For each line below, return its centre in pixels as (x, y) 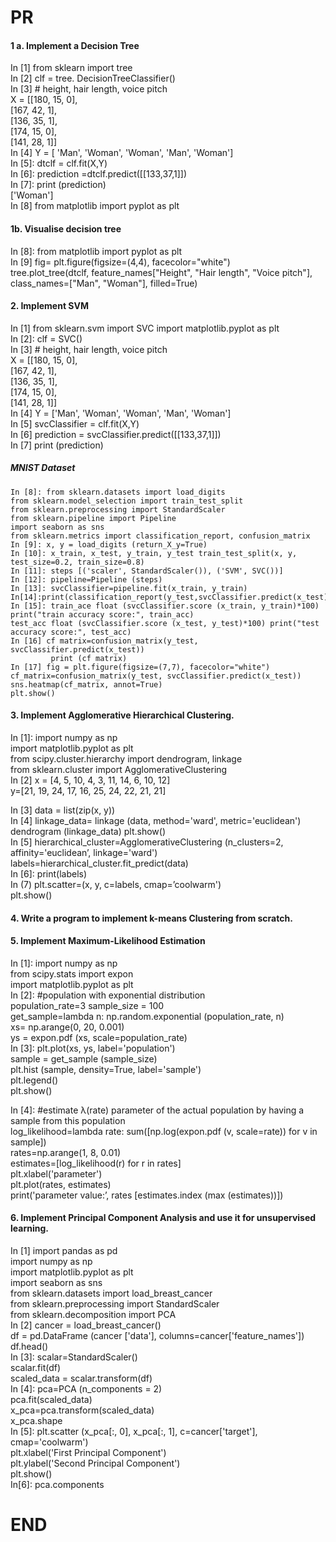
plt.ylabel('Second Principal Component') (95, 1463)
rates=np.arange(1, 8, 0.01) (66, 1152)
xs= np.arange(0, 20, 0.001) (67, 1027)
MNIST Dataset (43, 468)
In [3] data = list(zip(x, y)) (63, 810)
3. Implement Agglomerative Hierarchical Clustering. (122, 715)
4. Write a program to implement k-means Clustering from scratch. (151, 918)
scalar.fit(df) (36, 1367)
